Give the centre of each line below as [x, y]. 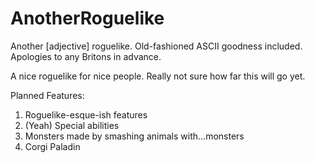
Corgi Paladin [52, 146]
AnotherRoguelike [87, 18]
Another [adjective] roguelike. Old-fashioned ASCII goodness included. [156, 46]
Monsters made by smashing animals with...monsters [134, 136]
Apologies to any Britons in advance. [86, 56]
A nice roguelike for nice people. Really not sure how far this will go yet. [158, 76]
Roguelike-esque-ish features [86, 114]
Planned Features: [47, 95]
